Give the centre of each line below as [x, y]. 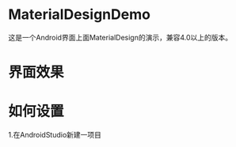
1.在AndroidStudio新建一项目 [55, 135]
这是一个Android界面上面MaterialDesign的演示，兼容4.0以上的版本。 [120, 37]
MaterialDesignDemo [79, 15]
